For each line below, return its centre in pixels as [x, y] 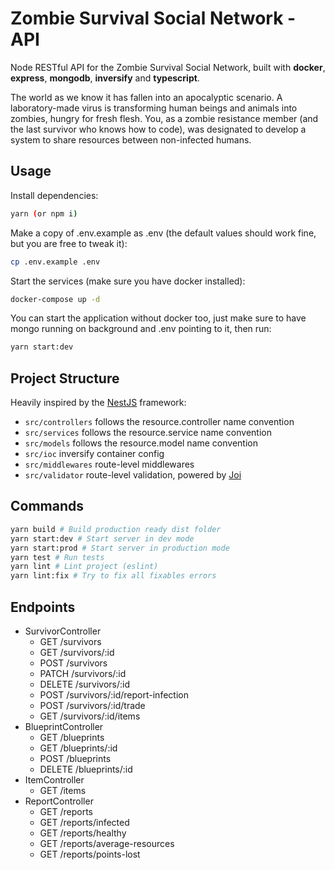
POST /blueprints [75, 758]
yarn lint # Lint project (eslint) [84, 567]
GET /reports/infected [84, 822]
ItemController [54, 779]
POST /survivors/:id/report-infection [114, 694]
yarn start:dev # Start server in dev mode [102, 538]
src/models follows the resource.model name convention [141, 443]
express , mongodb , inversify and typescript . [105, 78]
